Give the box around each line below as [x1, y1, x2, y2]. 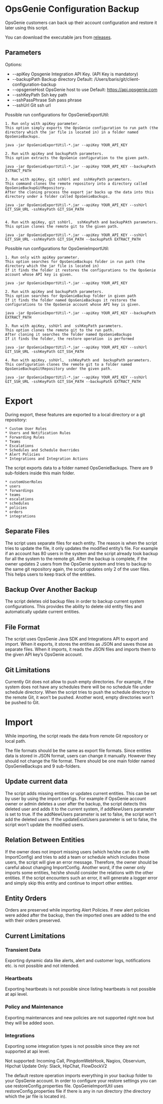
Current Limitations [5, 932, 66, 940]
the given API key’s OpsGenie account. [5, 652, 83, 658]
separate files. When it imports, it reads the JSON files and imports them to [5, 646, 156, 652]
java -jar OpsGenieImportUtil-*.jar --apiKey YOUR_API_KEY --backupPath [5, 310, 156, 315]
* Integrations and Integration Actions [5, 456, 89, 461]
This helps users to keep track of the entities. [5, 571, 96, 577]
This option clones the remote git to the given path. [5, 224, 119, 229]
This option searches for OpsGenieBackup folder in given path [5, 293, 137, 298]
